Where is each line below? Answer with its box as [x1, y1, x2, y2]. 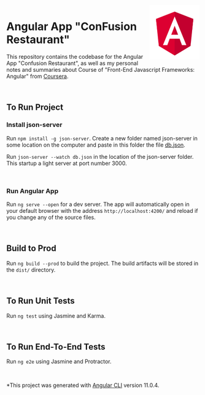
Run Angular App [6, 186, 59, 195]
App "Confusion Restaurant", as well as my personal [6, 59, 139, 67]
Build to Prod [6, 244, 56, 254]
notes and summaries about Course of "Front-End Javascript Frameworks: [6, 66, 195, 73]
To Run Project [6, 102, 63, 113]
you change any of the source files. [6, 213, 96, 221]
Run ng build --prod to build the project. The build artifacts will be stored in [6, 259, 199, 267]
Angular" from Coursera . [6, 72, 69, 80]
